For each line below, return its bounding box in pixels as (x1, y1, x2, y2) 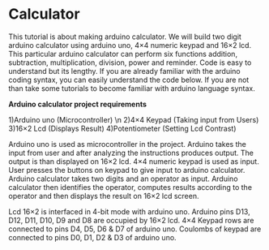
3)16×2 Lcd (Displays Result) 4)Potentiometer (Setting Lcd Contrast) (8, 123, 237, 133)
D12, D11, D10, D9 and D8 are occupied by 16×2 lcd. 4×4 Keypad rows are (8, 215, 254, 225)
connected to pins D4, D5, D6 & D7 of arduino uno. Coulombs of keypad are (8, 224, 262, 234)
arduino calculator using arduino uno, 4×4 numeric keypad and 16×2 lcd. (8, 40, 252, 50)
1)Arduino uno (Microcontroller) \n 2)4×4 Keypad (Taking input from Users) (8, 114, 259, 124)
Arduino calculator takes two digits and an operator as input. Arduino (8, 174, 238, 183)
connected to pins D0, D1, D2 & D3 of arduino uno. (8, 232, 177, 242)
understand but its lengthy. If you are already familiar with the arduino (8, 66, 241, 75)
